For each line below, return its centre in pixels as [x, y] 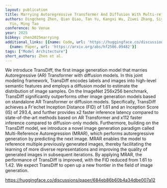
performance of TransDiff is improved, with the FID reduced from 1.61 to [79, 160]
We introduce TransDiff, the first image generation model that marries [76, 70]
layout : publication [27, 10]
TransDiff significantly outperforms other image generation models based [81, 96]
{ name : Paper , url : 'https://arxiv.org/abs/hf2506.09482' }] [73, 47]
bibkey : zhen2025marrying [32, 38]
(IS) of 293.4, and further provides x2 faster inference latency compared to [82, 112]
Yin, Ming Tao [24, 24]
